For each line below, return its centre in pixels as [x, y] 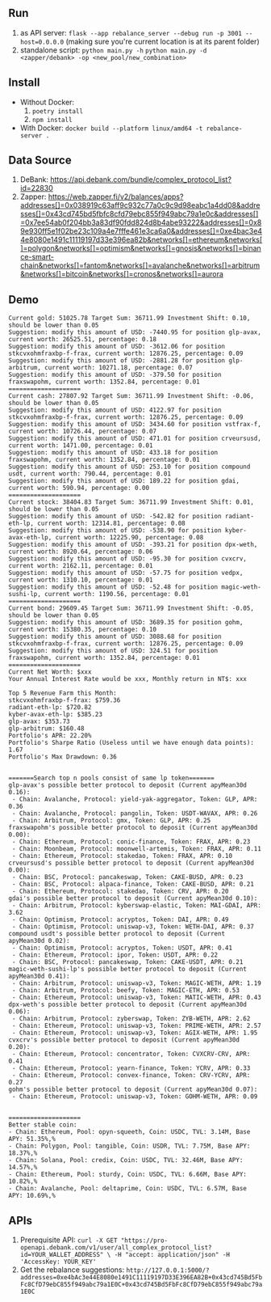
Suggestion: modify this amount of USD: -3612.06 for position [117, 347]
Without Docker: [47, 102]
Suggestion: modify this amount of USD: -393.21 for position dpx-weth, [133, 545]
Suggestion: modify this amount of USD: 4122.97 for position [115, 410]
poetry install [57, 111]
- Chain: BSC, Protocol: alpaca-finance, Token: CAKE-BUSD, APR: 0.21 [133, 885]
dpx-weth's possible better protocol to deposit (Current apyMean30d [128, 1005]
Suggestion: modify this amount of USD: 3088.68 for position [115, 637]
